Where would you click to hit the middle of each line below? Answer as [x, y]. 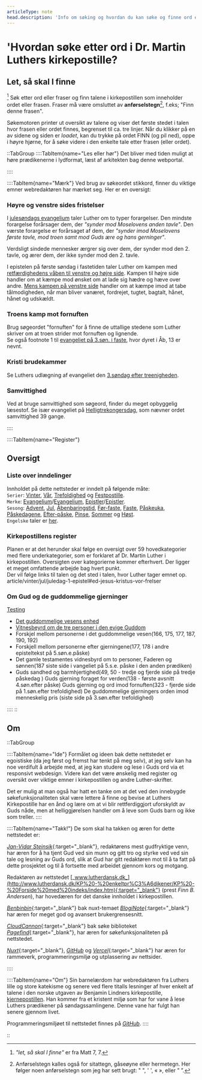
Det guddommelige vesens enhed [57, 621]
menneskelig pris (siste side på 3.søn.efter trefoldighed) [85, 698]
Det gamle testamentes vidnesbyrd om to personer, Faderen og [94, 659]
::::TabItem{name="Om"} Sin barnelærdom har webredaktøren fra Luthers [98, 980]
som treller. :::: [25, 817]
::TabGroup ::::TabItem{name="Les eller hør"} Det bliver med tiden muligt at [100, 153]
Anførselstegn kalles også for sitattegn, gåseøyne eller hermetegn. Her [103, 1064]
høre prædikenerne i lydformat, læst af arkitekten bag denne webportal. [96, 160]
